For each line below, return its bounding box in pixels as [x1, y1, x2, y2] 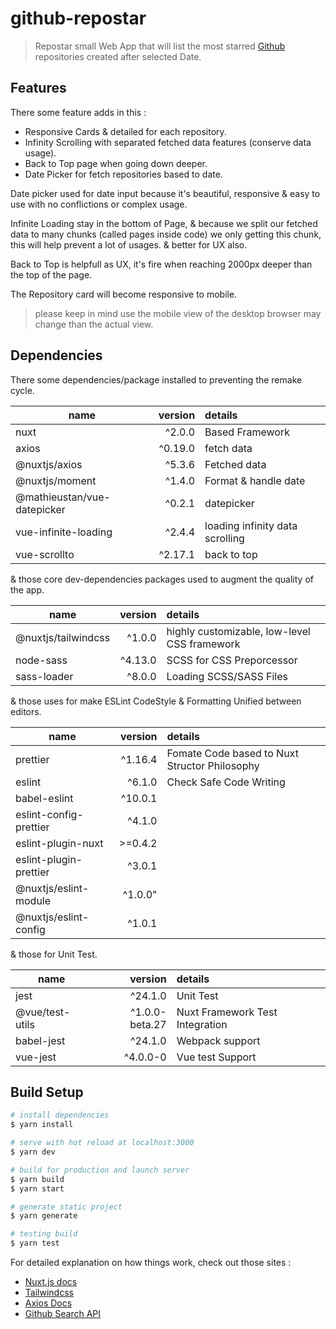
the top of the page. [10, 268, 93, 281]
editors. [10, 705, 42, 717]
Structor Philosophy [166, 758, 260, 772]
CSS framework [166, 637, 241, 651]
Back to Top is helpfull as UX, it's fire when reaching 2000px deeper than [10, 258, 313, 270]
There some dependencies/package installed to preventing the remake [10, 373, 303, 386]
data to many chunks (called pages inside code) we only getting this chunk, [10, 228, 322, 240]
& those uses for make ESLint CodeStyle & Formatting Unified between [10, 695, 302, 707]
